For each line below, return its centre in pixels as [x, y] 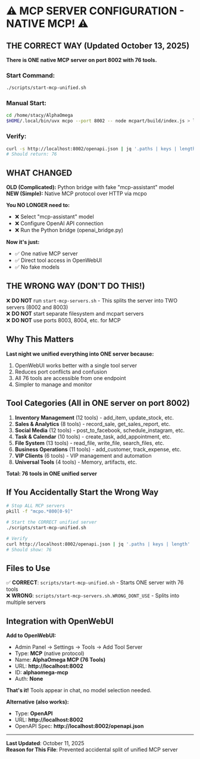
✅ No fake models [37, 267]
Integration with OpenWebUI [60, 621]
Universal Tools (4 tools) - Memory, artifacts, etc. [76, 462]
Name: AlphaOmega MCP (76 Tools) [60, 660]
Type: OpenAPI [34, 714]
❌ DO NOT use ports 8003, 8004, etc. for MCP [63, 320]
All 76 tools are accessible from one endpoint [70, 378]
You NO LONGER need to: [38, 205]
